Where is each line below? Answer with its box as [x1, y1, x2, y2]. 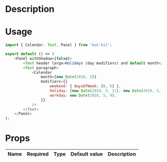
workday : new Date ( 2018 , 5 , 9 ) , [49, 93, 117, 98]
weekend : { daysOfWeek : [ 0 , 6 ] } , [49, 84, 121, 89]
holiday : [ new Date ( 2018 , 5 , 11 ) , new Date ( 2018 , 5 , [49, 88, 162, 93]
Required [26, 151, 49, 158]
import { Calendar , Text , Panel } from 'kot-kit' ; [5, 43, 112, 48]
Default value [70, 151, 103, 158]
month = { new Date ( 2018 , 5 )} [40, 74, 97, 80]
